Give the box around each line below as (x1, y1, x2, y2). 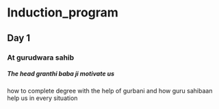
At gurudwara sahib (7, 53, 75, 62)
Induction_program (7, 5, 118, 21)
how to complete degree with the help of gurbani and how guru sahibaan (7, 87, 213, 95)
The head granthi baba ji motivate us (7, 70, 115, 78)
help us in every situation (7, 94, 78, 102)
